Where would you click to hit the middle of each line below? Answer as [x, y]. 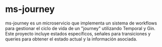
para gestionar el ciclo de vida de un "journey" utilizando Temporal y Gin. [80, 28]
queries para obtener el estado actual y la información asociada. [71, 39]
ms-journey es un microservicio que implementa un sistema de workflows [81, 23]
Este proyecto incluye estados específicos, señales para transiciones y [78, 33]
